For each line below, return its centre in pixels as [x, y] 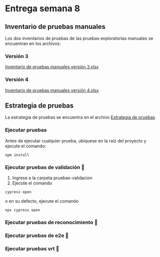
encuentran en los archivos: [33, 44]
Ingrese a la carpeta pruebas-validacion [52, 178]
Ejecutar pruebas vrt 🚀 [32, 249]
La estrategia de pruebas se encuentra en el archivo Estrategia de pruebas [80, 117]
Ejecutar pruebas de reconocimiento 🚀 [51, 222]
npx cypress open [23, 210]
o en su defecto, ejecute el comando [42, 201]
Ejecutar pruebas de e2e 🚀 [37, 235]
